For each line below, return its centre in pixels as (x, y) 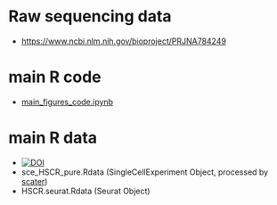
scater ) (34, 181)
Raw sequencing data (90, 16)
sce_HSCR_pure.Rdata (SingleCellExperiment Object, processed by (145, 172)
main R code (55, 77)
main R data (53, 138)
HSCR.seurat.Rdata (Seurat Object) (86, 191)
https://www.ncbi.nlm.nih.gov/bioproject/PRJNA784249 (123, 41)
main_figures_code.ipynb (67, 102)
